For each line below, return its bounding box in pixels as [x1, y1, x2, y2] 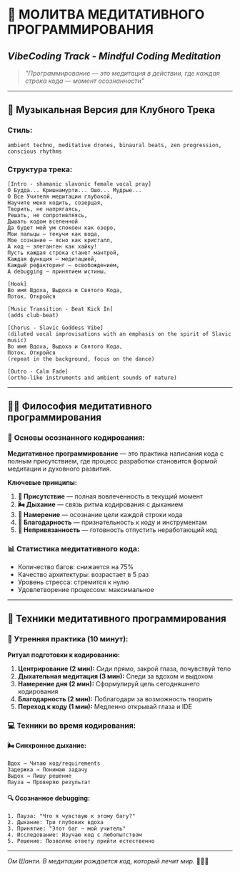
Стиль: [7, 125, 33, 135]
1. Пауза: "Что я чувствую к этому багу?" [7, 812, 136, 820]
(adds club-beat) [7, 311, 59, 319]
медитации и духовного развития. [7, 464, 112, 473]
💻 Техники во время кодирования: [7, 721, 136, 731]
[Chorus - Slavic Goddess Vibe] [7, 324, 104, 331]
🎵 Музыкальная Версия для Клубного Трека [7, 104, 216, 116]
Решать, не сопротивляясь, [7, 211, 88, 219]
